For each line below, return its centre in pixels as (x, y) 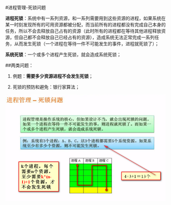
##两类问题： (19, 65)
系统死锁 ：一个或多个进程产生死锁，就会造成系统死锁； (63, 54)
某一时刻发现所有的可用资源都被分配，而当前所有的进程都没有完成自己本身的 (85, 25)
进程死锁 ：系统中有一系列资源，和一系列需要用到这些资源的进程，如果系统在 (85, 18)
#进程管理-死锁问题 (26, 7)
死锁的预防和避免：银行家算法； (46, 87)
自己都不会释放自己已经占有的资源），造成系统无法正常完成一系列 (87, 37)
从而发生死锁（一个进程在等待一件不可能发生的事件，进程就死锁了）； (87, 44)
